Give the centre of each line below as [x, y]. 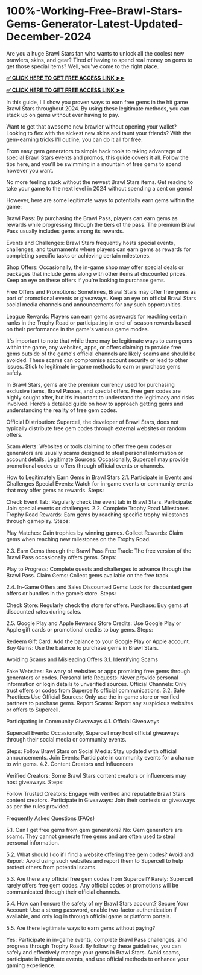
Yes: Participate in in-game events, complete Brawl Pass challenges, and [97, 939]
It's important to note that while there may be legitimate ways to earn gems [99, 341]
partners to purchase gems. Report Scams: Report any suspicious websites [100, 703]
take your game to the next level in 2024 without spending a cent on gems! [99, 188]
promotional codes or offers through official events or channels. [85, 465]
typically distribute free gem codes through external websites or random [96, 428]
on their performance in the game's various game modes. [78, 329]
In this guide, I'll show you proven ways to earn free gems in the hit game [97, 102]
